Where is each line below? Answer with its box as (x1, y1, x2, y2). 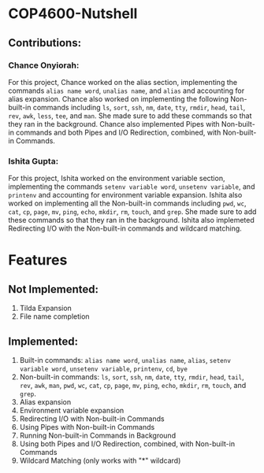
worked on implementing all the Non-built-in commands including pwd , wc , (8, 198, 247, 209)
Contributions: (8, 36, 81, 50)
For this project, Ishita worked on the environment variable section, (8, 174, 225, 183)
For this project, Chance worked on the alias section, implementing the (8, 77, 238, 87)
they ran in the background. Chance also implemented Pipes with (8, 119, 220, 128)
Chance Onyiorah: (8, 60, 80, 71)
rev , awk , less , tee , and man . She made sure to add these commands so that (8, 111, 252, 120)
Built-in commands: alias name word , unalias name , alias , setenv (19, 355, 231, 364)
